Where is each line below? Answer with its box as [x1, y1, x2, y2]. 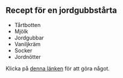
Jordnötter [14, 53, 41, 60]
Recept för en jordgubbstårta [5, 5, 118, 16]
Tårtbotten [14, 21, 41, 28]
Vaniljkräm [14, 40, 41, 47]
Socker [14, 47, 33, 54]
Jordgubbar [14, 34, 45, 41]
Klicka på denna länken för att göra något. [5, 65, 110, 72]
